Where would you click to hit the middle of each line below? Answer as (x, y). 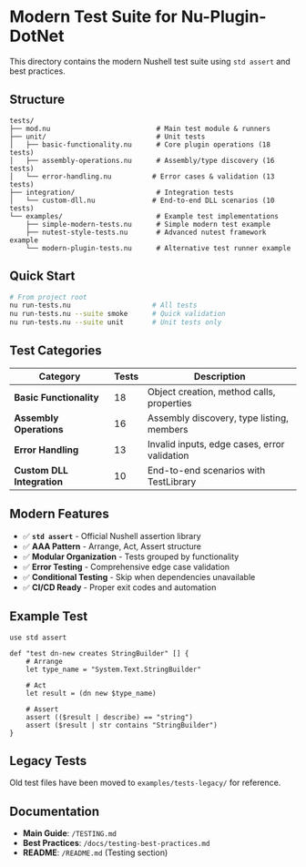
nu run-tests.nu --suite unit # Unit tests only (116, 322)
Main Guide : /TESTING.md (69, 833)
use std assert (38, 637)
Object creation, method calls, (211, 392)
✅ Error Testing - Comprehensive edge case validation (126, 566)
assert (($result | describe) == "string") (110, 717)
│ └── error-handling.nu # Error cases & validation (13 (142, 176)
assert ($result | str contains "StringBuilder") (122, 725)
